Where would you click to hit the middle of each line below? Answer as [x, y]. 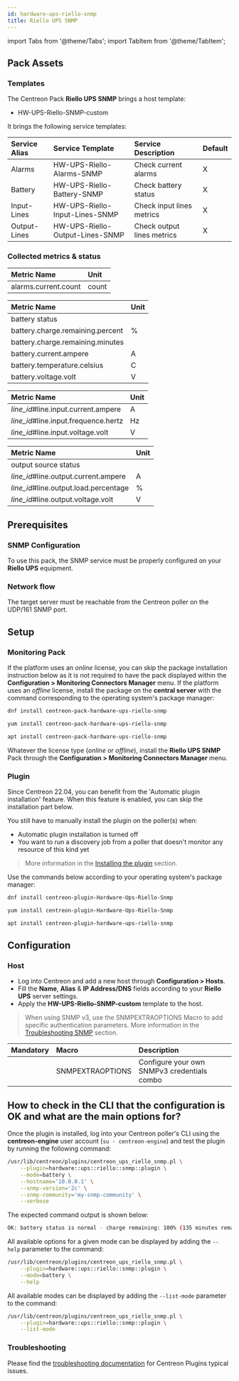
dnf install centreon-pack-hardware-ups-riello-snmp [87, 711]
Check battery [158, 186]
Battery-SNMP [78, 194]
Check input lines [163, 206]
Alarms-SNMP [78, 174]
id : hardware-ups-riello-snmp [52, 14]
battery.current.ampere [50, 354]
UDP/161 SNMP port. [37, 609]
